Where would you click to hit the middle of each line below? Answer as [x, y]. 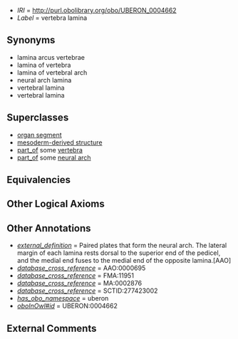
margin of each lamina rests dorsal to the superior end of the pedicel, [119, 253]
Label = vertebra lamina [52, 18]
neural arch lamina [44, 80]
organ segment [39, 135]
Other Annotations [49, 228]
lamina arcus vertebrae [51, 57]
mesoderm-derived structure [59, 142]
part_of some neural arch [54, 157]
